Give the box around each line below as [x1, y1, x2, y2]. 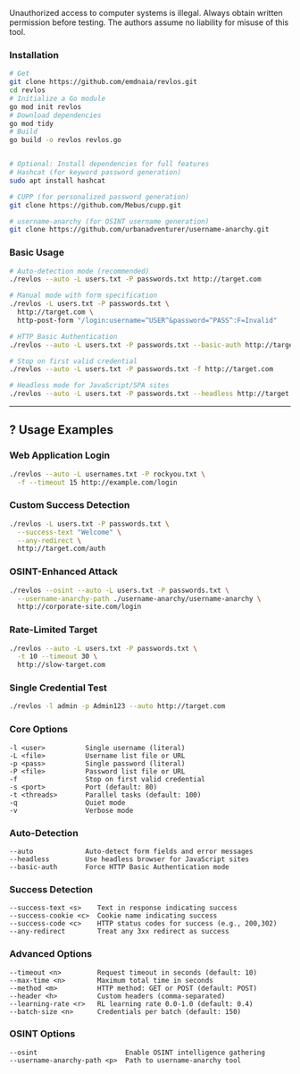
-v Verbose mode [9, 806, 134, 815]
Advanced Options [9, 948, 92, 960]
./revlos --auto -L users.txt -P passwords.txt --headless [9, 389, 234, 399]
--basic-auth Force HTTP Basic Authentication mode [9, 862, 229, 871]
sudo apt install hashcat [9, 176, 105, 185]
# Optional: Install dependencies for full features [9, 160, 210, 169]
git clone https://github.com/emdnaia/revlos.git [9, 78, 198, 87]
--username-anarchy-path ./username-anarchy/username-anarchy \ [17, 594, 262, 603]
